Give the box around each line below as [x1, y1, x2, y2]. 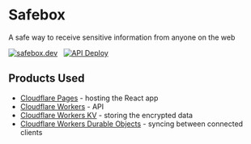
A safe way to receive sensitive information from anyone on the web [8, 32, 236, 42]
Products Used [8, 71, 85, 86]
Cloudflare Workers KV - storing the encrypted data [19, 110, 193, 120]
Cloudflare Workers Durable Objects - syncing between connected [19, 119, 244, 129]
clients [19, 127, 43, 137]
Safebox [8, 6, 66, 24]
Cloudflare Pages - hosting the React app [19, 93, 159, 103]
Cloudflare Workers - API [19, 101, 104, 111]
